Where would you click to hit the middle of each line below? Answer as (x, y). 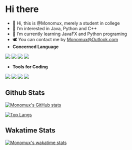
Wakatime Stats (30, 131)
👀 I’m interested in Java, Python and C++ (54, 28)
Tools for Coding (30, 67)
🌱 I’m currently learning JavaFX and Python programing (70, 34)
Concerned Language (35, 47)
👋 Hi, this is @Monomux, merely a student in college (66, 23)
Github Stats (25, 93)
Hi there (22, 9)
